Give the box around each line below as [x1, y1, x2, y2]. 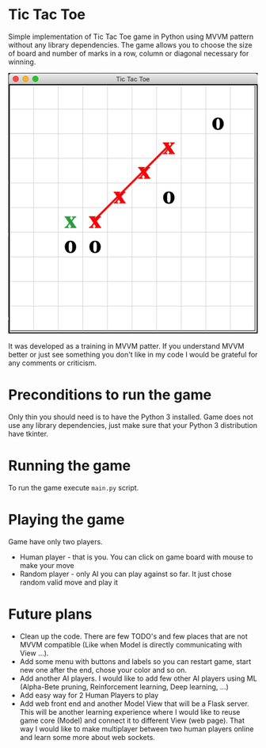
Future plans [8, 605, 93, 623]
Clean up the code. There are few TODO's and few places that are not [19, 632, 248, 641]
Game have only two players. [8, 536, 103, 546]
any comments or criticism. [8, 358, 97, 368]
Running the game [8, 456, 131, 475]
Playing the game [8, 510, 125, 529]
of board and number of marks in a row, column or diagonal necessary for [8, 48, 249, 58]
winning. [8, 57, 36, 67]
